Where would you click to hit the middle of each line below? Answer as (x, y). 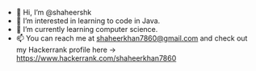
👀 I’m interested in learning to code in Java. (88, 21)
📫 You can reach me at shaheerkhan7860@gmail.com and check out (132, 38)
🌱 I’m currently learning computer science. (87, 29)
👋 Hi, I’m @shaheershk (54, 12)
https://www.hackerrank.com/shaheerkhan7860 (96, 58)
